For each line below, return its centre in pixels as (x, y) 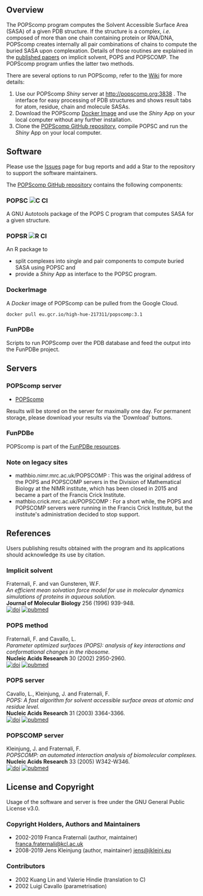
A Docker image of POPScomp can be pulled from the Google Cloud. (92, 303)
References (29, 534)
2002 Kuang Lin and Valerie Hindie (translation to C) (80, 880)
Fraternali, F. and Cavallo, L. (41, 639)
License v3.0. (23, 808)
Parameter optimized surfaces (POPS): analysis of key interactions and (96, 645)
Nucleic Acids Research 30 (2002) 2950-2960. (66, 658)
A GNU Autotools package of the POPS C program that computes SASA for (100, 213)
